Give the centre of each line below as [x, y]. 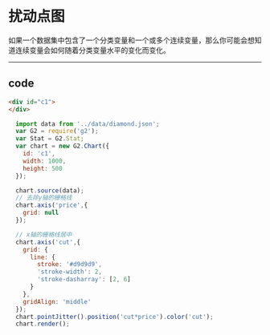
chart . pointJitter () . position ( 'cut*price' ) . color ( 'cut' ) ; [115, 317]
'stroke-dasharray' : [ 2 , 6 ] [84, 280]
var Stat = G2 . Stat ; [50, 139]
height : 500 [43, 168]
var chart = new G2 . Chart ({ [63, 146]
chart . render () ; [43, 324]
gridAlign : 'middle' [57, 301]
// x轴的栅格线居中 [44, 234]
